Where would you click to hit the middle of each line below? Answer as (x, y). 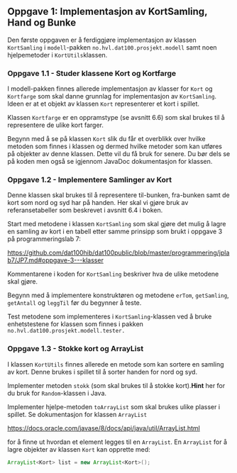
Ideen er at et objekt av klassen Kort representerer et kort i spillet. (104, 104)
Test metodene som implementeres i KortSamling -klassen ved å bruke (110, 317)
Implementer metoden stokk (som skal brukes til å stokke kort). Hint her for (116, 385)
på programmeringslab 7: (44, 239)
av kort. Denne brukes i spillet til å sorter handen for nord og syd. (102, 372)
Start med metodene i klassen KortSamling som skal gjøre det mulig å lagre (117, 224)
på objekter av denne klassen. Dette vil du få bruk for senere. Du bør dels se (119, 154)
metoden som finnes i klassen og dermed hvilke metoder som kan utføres (115, 146)
